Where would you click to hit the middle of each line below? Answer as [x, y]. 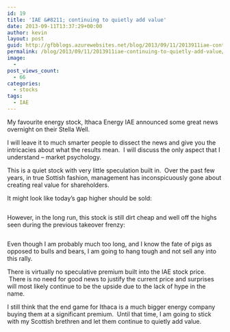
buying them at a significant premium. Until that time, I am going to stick [109, 314]
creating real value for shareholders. [58, 185]
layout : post [26, 39]
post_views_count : [33, 71]
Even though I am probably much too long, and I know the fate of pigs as [110, 244]
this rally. [20, 258]
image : [16, 58]
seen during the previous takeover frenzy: [66, 225]
